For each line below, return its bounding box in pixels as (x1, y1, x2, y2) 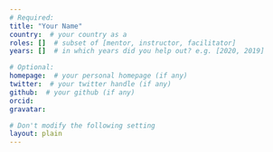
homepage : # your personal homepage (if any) (9, 71, 188, 81)
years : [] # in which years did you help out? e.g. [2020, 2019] (9, 47, 265, 56)
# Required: (9, 13, 54, 22)
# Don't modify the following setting (9, 121, 155, 130)
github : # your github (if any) (9, 87, 136, 97)
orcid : (9, 96, 34, 105)
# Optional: (9, 63, 54, 72)
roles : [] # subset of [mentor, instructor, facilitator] (9, 38, 237, 48)
